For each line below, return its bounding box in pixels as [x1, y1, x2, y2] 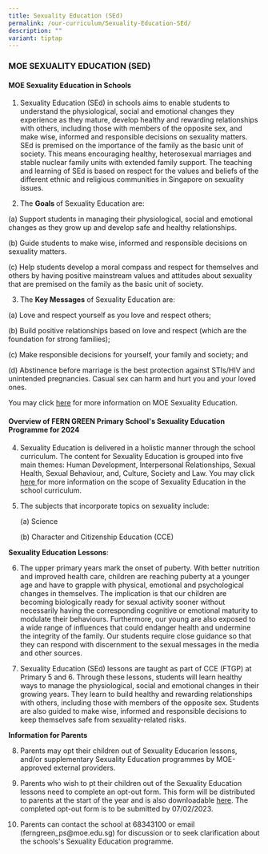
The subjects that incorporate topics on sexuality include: [19, 501, 210, 510]
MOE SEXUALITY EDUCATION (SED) [8, 61, 151, 72]
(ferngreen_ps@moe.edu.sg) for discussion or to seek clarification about [19, 828, 260, 837]
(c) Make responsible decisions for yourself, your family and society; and [8, 350, 249, 360]
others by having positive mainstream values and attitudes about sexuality [8, 271, 253, 280]
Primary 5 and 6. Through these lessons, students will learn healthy [19, 672, 242, 682]
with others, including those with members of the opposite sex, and [19, 123, 242, 133]
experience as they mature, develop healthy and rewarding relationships [19, 115, 258, 125]
